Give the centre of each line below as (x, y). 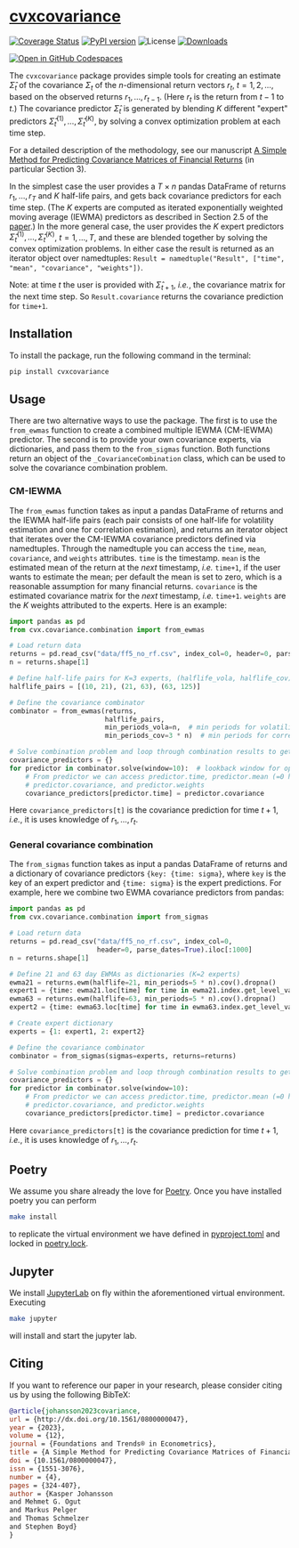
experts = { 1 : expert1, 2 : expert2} (77, 1031)
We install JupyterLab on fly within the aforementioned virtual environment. (147, 1293)
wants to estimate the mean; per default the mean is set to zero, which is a (146, 577)
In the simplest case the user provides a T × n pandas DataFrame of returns (148, 186)
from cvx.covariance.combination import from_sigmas (109, 917)
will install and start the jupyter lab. (73, 1336)
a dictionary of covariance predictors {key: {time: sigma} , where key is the (148, 873)
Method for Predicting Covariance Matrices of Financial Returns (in (132, 159)
